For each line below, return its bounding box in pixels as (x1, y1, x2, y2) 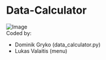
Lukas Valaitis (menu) (14, 47, 68, 54)
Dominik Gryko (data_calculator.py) (14, 41, 101, 48)
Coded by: (6, 29, 32, 36)
